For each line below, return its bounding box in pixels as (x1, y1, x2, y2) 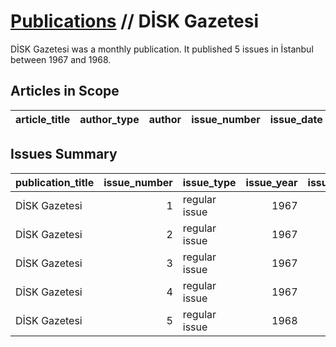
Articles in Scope (10, 83, 120, 100)
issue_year (245, 175, 298, 189)
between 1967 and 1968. (10, 53, 112, 65)
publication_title (15, 175, 95, 189)
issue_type (182, 175, 237, 189)
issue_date (269, 112, 323, 126)
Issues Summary (10, 146, 118, 163)
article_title (15, 112, 71, 126)
